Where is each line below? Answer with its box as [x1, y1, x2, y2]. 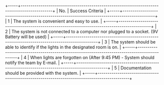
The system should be [111, 39, 156, 44]
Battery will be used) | [5, 34, 49, 40]
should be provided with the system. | [5, 70, 81, 76]
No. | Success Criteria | [59, 8, 106, 14]
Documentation [120, 65, 152, 71]
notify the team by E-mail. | [5, 60, 60, 65]
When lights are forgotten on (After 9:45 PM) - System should [30, 55, 155, 60]
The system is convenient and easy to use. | [13, 18, 102, 24]
